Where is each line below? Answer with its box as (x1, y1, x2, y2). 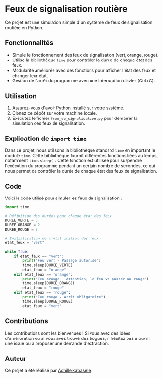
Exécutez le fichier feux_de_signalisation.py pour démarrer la (12, 115, 138, 121)
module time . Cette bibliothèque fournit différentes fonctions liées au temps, (5, 153, 158, 159)
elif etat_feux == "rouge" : (14, 290, 71, 295)
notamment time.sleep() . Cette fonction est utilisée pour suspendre (5, 158, 142, 164)
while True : (5, 249, 29, 254)
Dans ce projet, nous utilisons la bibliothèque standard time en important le (5, 147, 156, 153)
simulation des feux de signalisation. (12, 120, 85, 126)
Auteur (5, 355, 27, 363)
